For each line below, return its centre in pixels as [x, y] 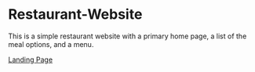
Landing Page [31, 59]
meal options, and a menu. [51, 44]
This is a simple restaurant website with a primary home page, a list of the [127, 36]
